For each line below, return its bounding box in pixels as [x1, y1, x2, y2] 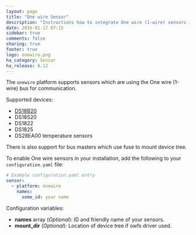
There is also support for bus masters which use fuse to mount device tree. [6, 143, 187, 150]
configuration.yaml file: [6, 161, 64, 168]
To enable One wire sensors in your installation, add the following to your [6, 155, 181, 162]
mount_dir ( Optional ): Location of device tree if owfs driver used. [14, 222, 172, 229]
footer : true [6, 47, 38, 52]
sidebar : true [6, 30, 41, 36]
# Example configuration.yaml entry [6, 173, 95, 178]
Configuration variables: [6, 205, 64, 212]
